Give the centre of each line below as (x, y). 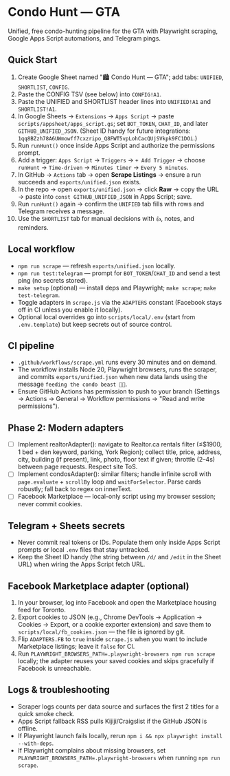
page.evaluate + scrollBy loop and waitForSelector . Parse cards (110, 482)
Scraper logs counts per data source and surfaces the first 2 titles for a (118, 707)
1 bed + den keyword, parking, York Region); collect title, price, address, (120, 452)
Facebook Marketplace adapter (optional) (99, 586)
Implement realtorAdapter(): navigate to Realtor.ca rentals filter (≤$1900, (120, 444)
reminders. (33, 227)
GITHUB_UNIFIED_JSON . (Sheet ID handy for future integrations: (104, 131)
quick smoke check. (46, 713)
